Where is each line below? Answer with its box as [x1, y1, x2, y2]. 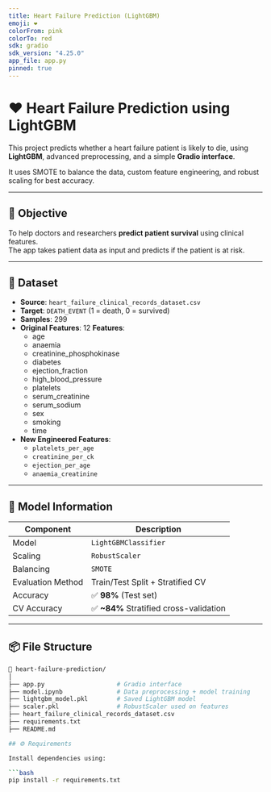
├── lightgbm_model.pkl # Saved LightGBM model [8, 695, 197, 703]
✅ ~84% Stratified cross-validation [91, 602, 226, 614]
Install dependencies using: [8, 754, 106, 762]
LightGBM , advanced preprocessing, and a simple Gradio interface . [8, 151, 236, 161]
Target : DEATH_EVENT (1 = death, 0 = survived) [19, 306, 170, 315]
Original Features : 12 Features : [19, 323, 125, 333]
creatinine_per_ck [31, 453, 94, 461]
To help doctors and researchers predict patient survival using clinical [8, 227, 244, 238]
